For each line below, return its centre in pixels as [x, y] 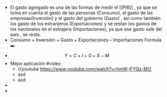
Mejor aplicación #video [35, 64]
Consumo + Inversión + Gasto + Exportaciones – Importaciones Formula [86, 40]
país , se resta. [25, 34]
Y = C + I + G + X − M [87, 55]
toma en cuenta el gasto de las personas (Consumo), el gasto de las [81, 13]
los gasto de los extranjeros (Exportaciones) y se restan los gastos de [83, 23]
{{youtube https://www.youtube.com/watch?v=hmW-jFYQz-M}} [85, 69]
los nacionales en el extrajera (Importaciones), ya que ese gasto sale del [86, 29]
